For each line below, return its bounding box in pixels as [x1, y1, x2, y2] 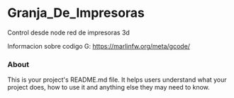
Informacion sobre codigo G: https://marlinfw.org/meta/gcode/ [7, 42, 190, 50]
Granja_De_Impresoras [7, 5, 145, 21]
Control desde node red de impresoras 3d [7, 28, 130, 37]
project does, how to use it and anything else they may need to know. [7, 83, 211, 92]
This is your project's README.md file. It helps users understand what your [7, 75, 227, 84]
